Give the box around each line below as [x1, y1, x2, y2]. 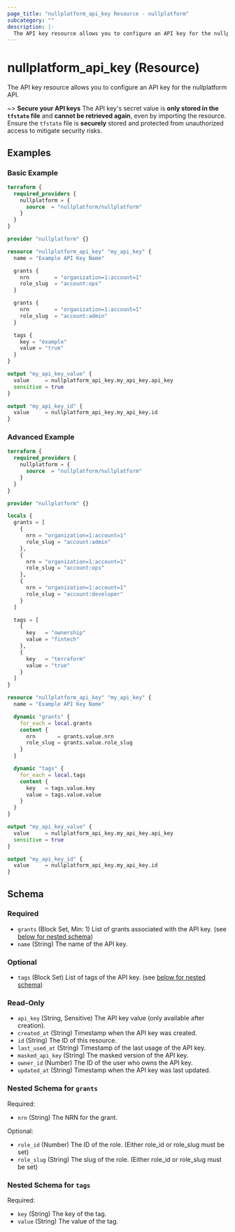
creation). [17, 1021, 45, 1030]
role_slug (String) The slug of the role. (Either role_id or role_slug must [17, 1155, 222, 1163]
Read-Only [7, 998, 45, 1008]
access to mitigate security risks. [7, 127, 103, 135]
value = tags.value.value [25, 791, 101, 798]
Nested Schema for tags [7, 1180, 91, 1190]
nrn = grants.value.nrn [25, 733, 114, 740]
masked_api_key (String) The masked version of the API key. [17, 1051, 189, 1060]
